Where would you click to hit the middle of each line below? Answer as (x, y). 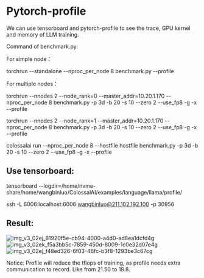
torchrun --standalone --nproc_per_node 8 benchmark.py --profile (90, 71)
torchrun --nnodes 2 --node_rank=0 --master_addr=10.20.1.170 (86, 96)
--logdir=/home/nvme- (67, 186)
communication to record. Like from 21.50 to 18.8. (69, 269)
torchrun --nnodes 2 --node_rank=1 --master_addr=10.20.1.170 (85, 121)
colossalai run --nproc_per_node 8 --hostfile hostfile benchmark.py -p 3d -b (102, 145)
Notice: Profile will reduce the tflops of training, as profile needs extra (93, 263)
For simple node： (29, 59)
